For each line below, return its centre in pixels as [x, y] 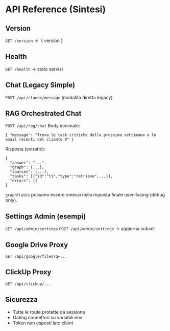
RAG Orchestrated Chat [43, 114]
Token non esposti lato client [43, 323]
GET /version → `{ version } [34, 40]
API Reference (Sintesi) [56, 9]
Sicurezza [22, 300]
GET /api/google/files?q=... [36, 257]
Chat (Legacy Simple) [40, 85]
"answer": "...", [28, 163]
